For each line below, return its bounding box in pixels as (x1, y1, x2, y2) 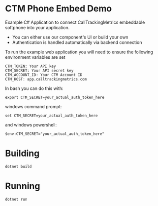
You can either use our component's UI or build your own (12, 34, 129, 40)
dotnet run (5, 197, 28, 202)
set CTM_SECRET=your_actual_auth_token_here (5, 113, 98, 118)
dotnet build (5, 164, 32, 169)
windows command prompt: (5, 103, 62, 109)
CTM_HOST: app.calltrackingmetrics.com (5, 77, 87, 82)
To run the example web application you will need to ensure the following (5, 49, 154, 55)
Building (5, 148, 40, 159)
